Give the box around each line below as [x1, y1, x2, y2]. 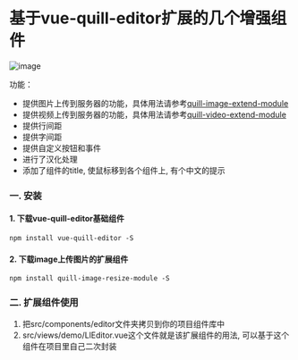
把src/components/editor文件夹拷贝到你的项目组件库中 [21, 318, 226, 329]
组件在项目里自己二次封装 [21, 340, 117, 351]
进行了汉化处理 [21, 154, 78, 164]
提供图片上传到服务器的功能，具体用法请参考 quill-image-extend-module [21, 97, 289, 108]
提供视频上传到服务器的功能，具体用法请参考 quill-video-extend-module [21, 109, 286, 120]
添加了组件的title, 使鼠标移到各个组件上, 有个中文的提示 [21, 164, 226, 175]
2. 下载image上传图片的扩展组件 [9, 254, 129, 264]
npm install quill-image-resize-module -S [9, 274, 170, 283]
